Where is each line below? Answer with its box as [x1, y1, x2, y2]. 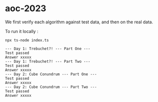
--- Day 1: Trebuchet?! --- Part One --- [5, 46, 91, 51]
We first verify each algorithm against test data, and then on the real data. [5, 19, 154, 25]
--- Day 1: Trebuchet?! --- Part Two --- [5, 59, 91, 64]
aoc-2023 [5, 3, 46, 14]
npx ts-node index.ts [5, 37, 49, 43]
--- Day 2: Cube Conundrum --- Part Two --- [5, 85, 97, 89]
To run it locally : [5, 28, 39, 34]
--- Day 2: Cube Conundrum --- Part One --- [5, 71, 97, 77]
